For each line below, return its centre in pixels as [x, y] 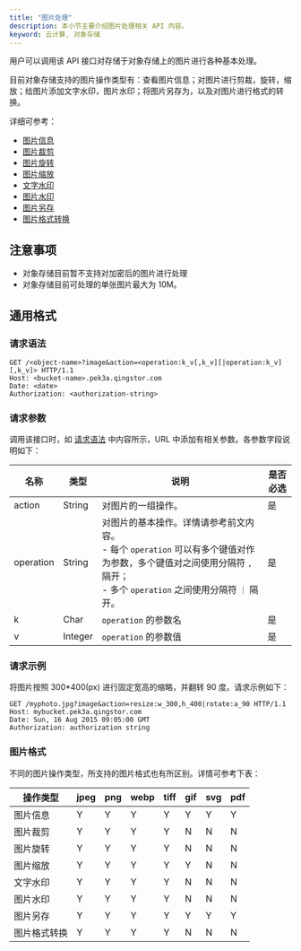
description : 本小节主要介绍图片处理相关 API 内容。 [99, 26]
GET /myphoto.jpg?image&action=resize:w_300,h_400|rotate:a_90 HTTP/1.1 [148, 704]
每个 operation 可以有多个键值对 [178, 550]
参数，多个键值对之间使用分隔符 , [181, 563]
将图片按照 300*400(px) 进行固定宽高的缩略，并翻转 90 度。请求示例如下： [149, 687]
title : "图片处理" [41, 17]
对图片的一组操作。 [142, 506]
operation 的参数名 [142, 620]
